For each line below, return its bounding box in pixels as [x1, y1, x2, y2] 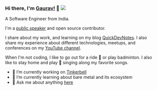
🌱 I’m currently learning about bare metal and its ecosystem [12, 74, 133, 80]
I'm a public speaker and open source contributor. [5, 25, 106, 31]
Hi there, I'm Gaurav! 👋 [5, 5, 60, 12]
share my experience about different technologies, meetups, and [5, 40, 136, 46]
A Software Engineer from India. [5, 16, 70, 22]
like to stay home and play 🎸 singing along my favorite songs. [5, 60, 129, 66]
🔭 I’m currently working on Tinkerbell [12, 69, 87, 75]
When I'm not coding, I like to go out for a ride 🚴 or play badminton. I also [5, 54, 153, 60]
